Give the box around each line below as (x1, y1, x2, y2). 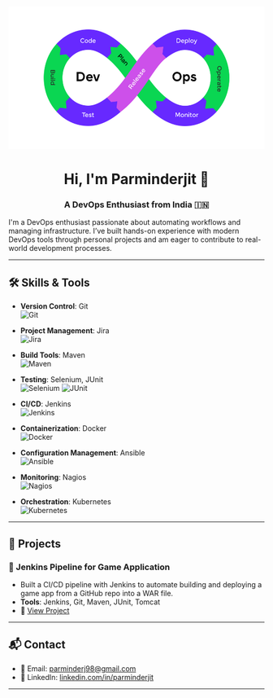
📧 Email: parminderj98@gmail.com (19, 663, 136, 674)
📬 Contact (8, 638, 66, 652)
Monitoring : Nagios (19, 472, 87, 482)
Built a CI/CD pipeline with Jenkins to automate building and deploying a (19, 579, 262, 589)
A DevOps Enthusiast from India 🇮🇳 (63, 199, 210, 210)
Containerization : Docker (19, 424, 107, 433)
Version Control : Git (19, 301, 89, 311)
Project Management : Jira (19, 326, 110, 336)
